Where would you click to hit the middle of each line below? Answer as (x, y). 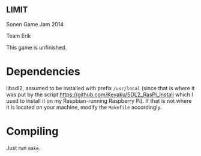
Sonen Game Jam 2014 (35, 24)
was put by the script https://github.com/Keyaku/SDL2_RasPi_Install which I (100, 94)
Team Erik (19, 36)
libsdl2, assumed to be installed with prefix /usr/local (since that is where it (100, 88)
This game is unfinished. (37, 47)
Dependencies (43, 72)
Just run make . (23, 148)
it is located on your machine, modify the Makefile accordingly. (84, 107)
